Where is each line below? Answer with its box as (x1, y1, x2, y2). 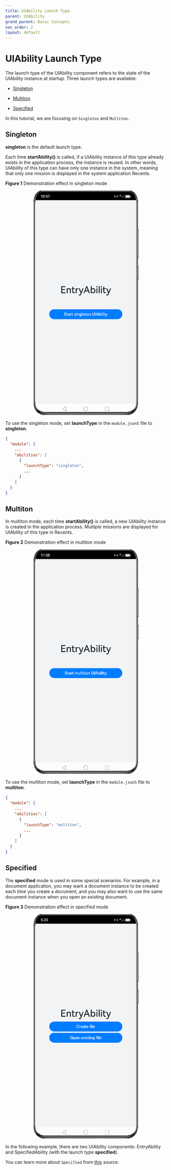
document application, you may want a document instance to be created (5, 883, 159, 889)
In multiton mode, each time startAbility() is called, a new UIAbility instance (5, 518, 166, 525)
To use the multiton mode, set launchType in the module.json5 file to (5, 779, 150, 785)
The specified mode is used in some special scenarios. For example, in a (5, 877, 160, 883)
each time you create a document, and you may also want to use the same (5, 888, 163, 894)
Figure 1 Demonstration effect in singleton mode (5, 180, 107, 186)
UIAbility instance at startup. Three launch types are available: (5, 75, 137, 82)
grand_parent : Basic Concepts (5, 19, 70, 24)
